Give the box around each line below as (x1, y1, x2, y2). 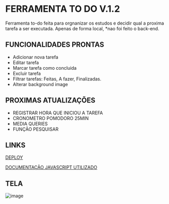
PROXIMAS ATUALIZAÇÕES (5, 96, 96, 105)
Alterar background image (12, 81, 68, 87)
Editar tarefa (12, 59, 39, 66)
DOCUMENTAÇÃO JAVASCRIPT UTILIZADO (5, 165, 97, 171)
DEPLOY (5, 154, 23, 160)
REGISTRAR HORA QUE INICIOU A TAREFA (12, 110, 103, 116)
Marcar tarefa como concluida (12, 65, 77, 71)
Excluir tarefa (12, 70, 41, 76)
